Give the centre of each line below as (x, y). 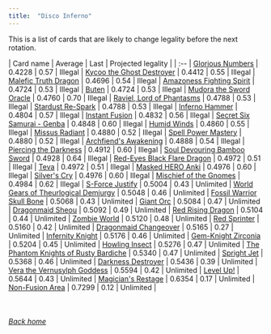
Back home (28, 322)
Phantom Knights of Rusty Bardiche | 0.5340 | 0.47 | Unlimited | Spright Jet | (136, 253)
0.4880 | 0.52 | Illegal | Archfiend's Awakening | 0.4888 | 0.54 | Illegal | (127, 141)
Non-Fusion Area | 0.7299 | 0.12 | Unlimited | (83, 287)
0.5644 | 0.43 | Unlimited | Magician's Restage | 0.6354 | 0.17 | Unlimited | (131, 278)
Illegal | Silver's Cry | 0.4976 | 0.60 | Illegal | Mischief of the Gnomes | (125, 175)
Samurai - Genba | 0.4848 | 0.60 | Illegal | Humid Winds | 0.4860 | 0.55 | (129, 123)
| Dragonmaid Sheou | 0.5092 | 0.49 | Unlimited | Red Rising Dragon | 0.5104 (136, 210)
